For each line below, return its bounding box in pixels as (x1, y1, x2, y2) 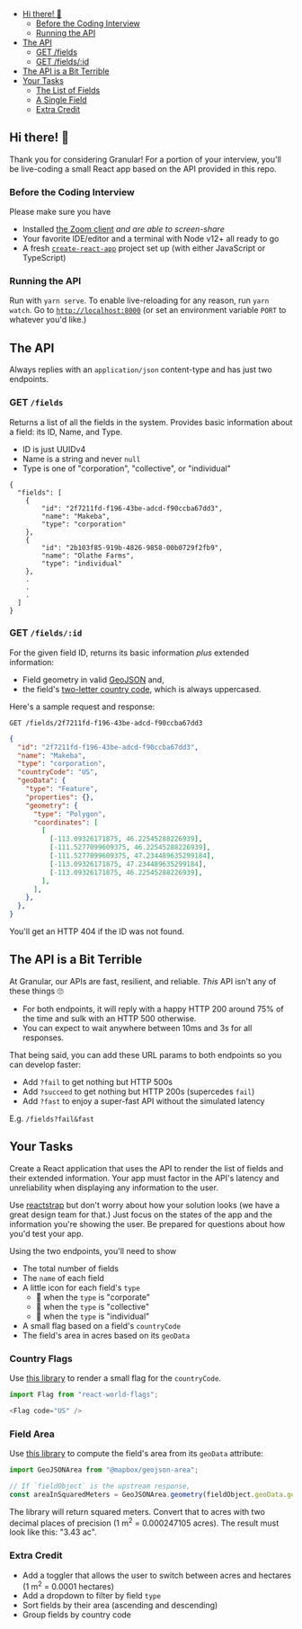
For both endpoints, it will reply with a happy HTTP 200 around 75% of (22, 1003, 285, 1014)
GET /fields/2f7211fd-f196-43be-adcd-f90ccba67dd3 (9, 718, 203, 727)
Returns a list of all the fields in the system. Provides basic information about (9, 416, 293, 427)
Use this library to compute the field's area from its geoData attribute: (9, 1448, 263, 1459)
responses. (22, 1032, 65, 1043)
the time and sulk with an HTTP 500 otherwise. (22, 1012, 197, 1024)
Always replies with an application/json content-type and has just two (9, 364, 272, 375)
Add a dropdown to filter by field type (22, 1590, 162, 1601)
